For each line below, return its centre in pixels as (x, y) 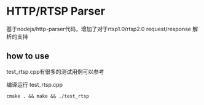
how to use (28, 56)
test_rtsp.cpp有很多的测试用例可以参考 (55, 71)
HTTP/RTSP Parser (56, 11)
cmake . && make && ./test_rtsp (48, 96)
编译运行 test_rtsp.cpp (35, 84)
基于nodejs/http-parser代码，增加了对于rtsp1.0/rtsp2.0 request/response (99, 29)
